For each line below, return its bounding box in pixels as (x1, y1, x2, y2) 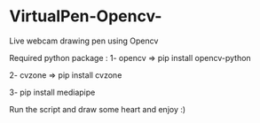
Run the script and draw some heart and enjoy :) (9, 104, 186, 114)
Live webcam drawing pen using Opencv (9, 35, 159, 46)
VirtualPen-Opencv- (9, 6, 162, 27)
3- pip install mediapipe (9, 87, 96, 97)
